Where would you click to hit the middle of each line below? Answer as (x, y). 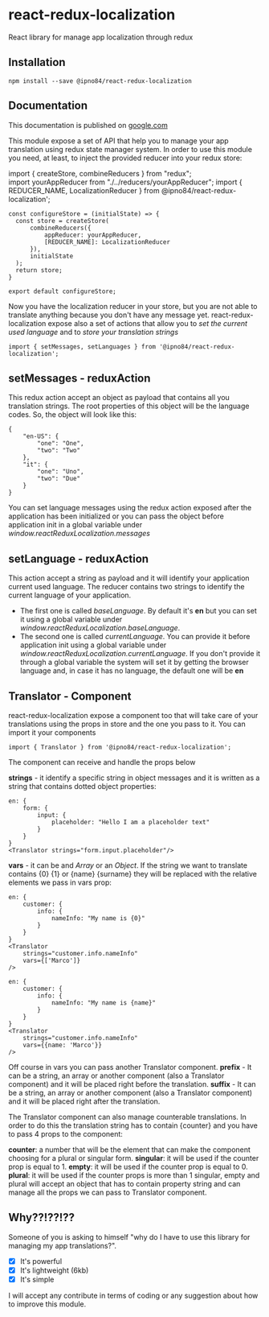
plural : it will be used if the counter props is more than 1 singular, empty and (134, 1175)
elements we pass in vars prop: (60, 882)
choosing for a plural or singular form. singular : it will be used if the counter (134, 1158)
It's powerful (41, 1261)
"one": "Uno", (61, 472)
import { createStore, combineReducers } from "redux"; (100, 173)
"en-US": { (41, 436)
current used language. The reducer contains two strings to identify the (126, 587)
